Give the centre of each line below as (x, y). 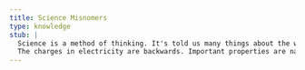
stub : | (24, 35)
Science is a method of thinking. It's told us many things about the (154, 43)
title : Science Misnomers (58, 18)
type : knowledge (40, 26)
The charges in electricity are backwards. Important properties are (152, 52)
